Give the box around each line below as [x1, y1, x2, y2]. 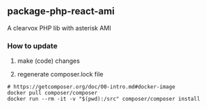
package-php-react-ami [7, 6, 115, 17]
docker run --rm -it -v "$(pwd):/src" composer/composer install [7, 96, 200, 103]
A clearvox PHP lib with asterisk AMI [7, 23, 111, 32]
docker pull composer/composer [7, 90, 98, 97]
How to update [7, 41, 58, 50]
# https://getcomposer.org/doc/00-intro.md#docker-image [7, 83, 176, 90]
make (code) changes [17, 57, 80, 65]
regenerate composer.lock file [17, 70, 104, 79]
